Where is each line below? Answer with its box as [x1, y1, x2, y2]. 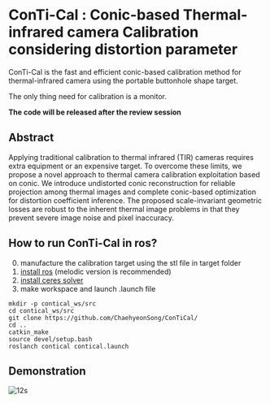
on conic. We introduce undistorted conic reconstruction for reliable [8, 178, 236, 188]
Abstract [8, 131, 54, 145]
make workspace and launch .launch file [20, 284, 156, 293]
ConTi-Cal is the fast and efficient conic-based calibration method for [8, 67, 242, 76]
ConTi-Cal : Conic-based [8, 6, 181, 24]
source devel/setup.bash [8, 335, 93, 343]
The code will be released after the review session [8, 107, 181, 117]
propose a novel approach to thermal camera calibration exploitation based [8, 169, 260, 180]
